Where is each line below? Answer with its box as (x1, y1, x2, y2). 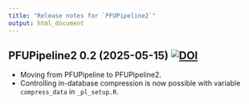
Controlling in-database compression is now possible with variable (19, 78, 241, 88)
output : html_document (8, 19, 84, 27)
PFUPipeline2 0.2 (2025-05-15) (8, 49, 169, 62)
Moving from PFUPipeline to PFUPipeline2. (19, 70, 162, 80)
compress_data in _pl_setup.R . (19, 87, 119, 97)
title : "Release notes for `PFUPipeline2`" (8, 11, 157, 20)
